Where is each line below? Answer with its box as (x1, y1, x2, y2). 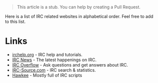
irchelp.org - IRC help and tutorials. (12, 51, 83, 57)
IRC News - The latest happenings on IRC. (12, 57, 97, 63)
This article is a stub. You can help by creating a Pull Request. (17, 4, 141, 10)
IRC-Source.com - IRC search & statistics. (12, 67, 96, 73)
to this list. (5, 19, 26, 24)
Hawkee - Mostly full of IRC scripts (12, 72, 83, 78)
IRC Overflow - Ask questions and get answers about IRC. (12, 62, 128, 67)
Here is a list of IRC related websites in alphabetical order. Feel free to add (5, 14, 154, 19)
